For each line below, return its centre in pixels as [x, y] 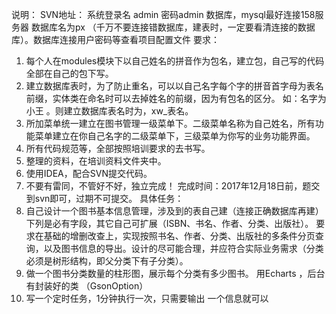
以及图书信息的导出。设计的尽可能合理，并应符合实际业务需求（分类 [183, 248]
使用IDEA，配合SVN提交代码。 [89, 173]
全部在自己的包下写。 [69, 73]
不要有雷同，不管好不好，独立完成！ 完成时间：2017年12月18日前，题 [168, 186]
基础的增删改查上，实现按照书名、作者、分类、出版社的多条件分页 [179, 236]
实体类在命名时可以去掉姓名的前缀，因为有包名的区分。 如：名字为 [189, 98]
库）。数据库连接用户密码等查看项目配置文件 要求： [115, 39]
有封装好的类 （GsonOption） [87, 286]
